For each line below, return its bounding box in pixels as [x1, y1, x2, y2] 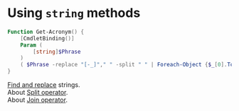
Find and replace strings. [7, 81, 80, 89]
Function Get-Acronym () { [7, 28, 84, 35]
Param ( [20, 41, 43, 49]
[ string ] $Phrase [33, 48, 81, 55]
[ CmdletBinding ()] [20, 35, 75, 42]
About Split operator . [7, 88, 68, 97]
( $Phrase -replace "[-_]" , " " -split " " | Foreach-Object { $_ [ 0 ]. [20, 62, 228, 69]
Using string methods [7, 5, 141, 21]
